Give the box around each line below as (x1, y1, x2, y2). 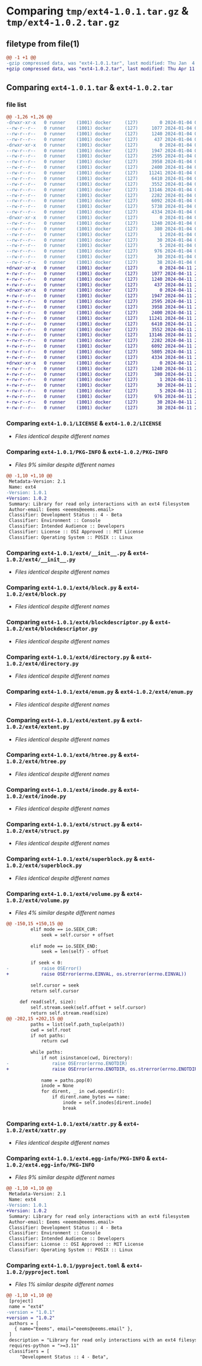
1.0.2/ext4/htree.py (6, 758, 67, 765)
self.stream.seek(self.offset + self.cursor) (30, 1005, 147, 1011)
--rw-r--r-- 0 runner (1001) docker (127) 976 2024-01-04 (6, 248, 192, 254)
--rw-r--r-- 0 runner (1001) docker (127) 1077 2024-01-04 (6, 125, 192, 132)
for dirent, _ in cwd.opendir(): (41, 1088, 125, 1095)
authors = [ (8, 1320, 39, 1326)
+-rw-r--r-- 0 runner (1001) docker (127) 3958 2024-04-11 (6, 304, 192, 310)
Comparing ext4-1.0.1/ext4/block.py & (6, 583, 123, 592)
